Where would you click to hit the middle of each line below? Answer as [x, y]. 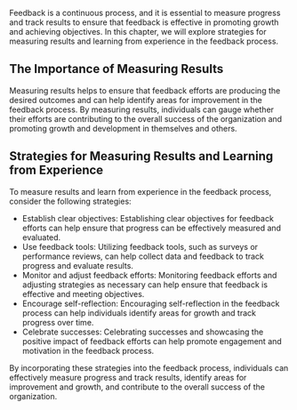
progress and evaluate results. [77, 265]
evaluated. [41, 237]
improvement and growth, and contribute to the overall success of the [137, 387]
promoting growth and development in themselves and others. [123, 128]
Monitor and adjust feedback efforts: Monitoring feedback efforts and [149, 275]
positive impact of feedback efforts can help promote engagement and [152, 341]
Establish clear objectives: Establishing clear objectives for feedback [148, 218]
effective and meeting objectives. [83, 293]
